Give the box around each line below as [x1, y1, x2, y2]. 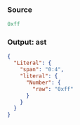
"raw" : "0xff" [32, 85, 74, 92]
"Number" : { [25, 79, 61, 86]
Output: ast [7, 37, 47, 47]
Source [7, 5, 33, 15]
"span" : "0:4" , [20, 66, 65, 73]
